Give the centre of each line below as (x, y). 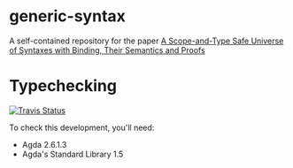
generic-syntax (68, 16)
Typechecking (63, 86)
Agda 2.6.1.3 (44, 144)
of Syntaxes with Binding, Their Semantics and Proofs (107, 50)
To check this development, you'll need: (82, 127)
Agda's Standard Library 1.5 (73, 154)
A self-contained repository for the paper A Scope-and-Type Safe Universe (146, 41)
